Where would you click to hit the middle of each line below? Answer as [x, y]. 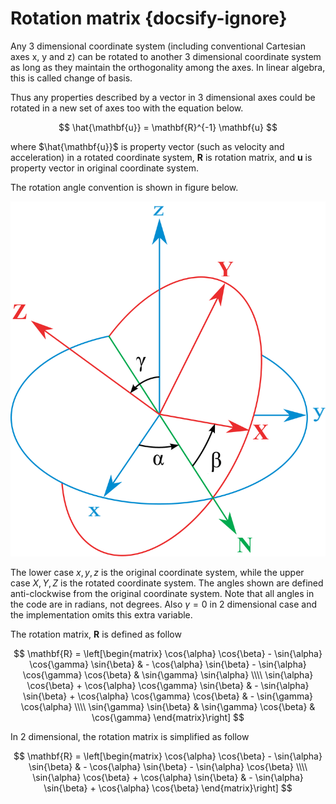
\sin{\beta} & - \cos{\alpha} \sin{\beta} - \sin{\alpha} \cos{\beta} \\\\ [168, 766]
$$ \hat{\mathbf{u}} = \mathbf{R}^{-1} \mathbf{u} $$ [168, 127]
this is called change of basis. [71, 78]
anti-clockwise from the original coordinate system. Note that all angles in [162, 593]
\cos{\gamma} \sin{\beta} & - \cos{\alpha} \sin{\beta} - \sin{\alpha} [168, 664]
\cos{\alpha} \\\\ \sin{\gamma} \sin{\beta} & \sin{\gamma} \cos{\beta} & [168, 706]
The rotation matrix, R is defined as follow [96, 634]
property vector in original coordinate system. [104, 168]
